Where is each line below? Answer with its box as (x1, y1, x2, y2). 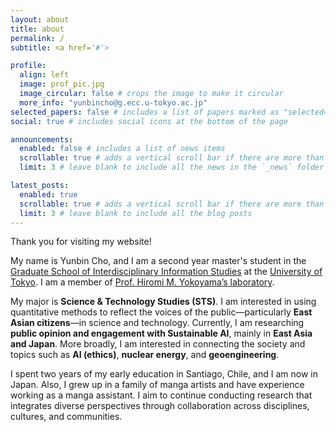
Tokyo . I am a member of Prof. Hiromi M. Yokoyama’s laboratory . (10, 276, 275, 288)
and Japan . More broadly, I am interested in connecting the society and (10, 338, 306, 350)
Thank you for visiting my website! (10, 236, 152, 248)
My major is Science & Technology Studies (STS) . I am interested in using (10, 296, 317, 308)
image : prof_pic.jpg (19, 79, 105, 90)
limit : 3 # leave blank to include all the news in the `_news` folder (19, 162, 325, 173)
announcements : (10, 134, 74, 145)
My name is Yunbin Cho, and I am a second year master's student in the (10, 255, 307, 267)
